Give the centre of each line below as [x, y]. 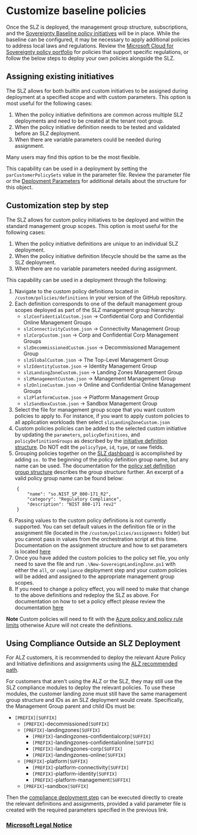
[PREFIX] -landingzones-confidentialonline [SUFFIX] [93, 742]
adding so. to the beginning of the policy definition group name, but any [101, 459]
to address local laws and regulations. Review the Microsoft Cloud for [90, 46]
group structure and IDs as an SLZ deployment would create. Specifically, [95, 700]
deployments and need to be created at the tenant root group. [89, 121]
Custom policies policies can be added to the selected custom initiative [100, 428]
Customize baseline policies [76, 11]
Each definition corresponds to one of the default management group [98, 304]
